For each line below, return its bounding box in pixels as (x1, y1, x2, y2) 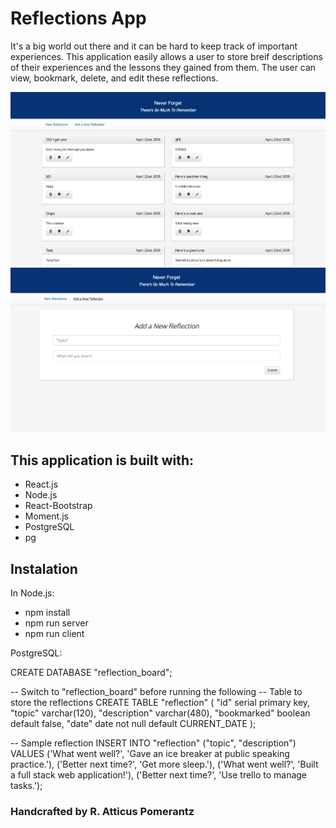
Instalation (10, 560, 78, 577)
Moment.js (24, 510, 69, 522)
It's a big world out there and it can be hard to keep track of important (10, 40, 298, 52)
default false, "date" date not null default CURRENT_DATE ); (10, 717, 257, 729)
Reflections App (10, 7, 147, 30)
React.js (24, 478, 59, 491)
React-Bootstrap (24, 500, 93, 512)
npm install (24, 606, 71, 618)
